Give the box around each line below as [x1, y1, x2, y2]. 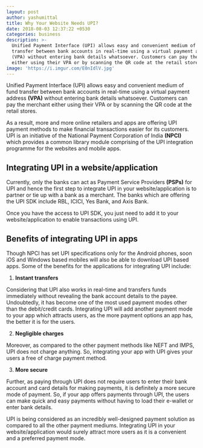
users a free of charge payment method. [6, 355, 107, 361]
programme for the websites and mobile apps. [6, 145, 121, 152]
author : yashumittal [6, 15, 59, 21]
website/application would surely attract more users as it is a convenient [6, 428, 187, 435]
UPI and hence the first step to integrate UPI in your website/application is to [6, 185, 197, 193]
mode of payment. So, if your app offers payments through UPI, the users [6, 391, 189, 398]
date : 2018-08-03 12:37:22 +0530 [6, 25, 91, 32]
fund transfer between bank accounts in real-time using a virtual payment [6, 88, 190, 96]
